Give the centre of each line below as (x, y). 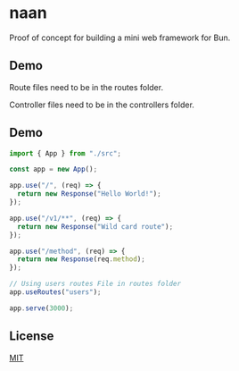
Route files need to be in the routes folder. (86, 87)
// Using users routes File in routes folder (95, 284)
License (32, 337)
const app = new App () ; (54, 169)
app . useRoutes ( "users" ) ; (55, 292)
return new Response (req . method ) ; (81, 259)
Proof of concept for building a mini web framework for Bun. (120, 38)
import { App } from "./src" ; (66, 153)
